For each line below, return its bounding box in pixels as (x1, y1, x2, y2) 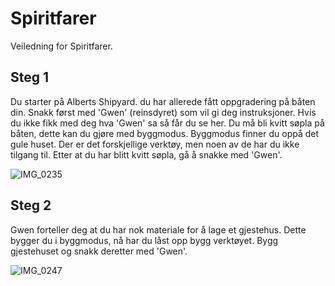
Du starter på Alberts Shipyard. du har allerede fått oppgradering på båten (10, 95, 316, 107)
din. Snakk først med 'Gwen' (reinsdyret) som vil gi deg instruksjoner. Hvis (10, 106, 317, 118)
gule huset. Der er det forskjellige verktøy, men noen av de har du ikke (10, 138, 300, 150)
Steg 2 (10, 197, 52, 214)
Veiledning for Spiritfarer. (10, 40, 113, 52)
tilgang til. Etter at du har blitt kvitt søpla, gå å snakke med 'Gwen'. (10, 148, 283, 161)
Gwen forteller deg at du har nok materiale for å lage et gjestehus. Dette (10, 223, 307, 236)
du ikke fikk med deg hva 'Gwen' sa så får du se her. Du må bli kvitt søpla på (10, 117, 325, 129)
